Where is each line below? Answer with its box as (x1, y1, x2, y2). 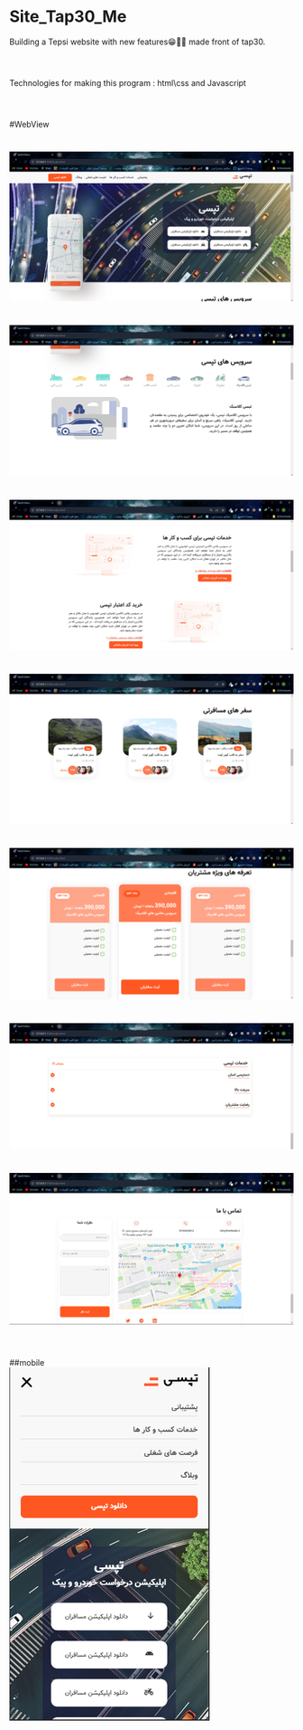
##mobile (9, 1357, 45, 1368)
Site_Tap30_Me (9, 6, 127, 27)
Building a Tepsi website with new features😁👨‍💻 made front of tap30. (9, 36, 266, 47)
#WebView (9, 119, 50, 130)
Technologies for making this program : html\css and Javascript (9, 78, 246, 89)
